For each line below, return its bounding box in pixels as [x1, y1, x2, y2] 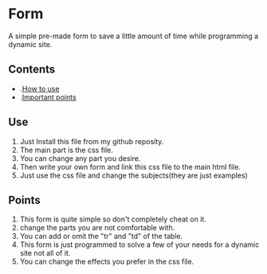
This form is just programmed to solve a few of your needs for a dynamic [19, 240, 260, 249]
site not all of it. [19, 249, 71, 258]
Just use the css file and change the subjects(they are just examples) [19, 170, 249, 180]
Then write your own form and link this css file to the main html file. [19, 162, 241, 171]
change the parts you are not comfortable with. [19, 223, 175, 233]
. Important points [19, 92, 77, 102]
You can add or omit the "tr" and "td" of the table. [19, 232, 183, 241]
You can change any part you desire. [19, 153, 141, 163]
